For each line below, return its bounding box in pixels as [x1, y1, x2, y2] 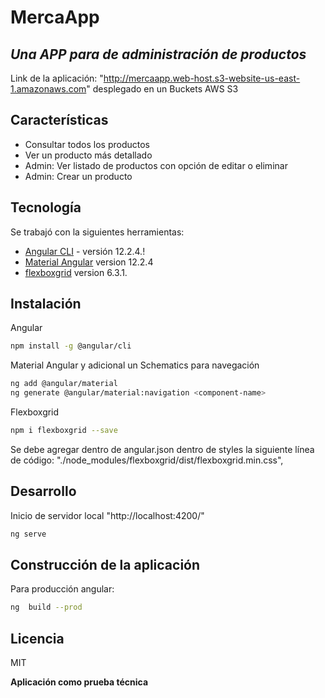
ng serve [10, 529, 47, 539]
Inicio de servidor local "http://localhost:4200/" [10, 509, 205, 521]
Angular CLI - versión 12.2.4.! [24, 245, 146, 257]
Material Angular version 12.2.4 [24, 256, 154, 268]
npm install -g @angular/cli [10, 341, 132, 351]
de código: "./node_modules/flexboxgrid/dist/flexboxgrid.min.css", [10, 454, 284, 466]
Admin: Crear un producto [24, 170, 133, 182]
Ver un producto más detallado [24, 149, 153, 161]
